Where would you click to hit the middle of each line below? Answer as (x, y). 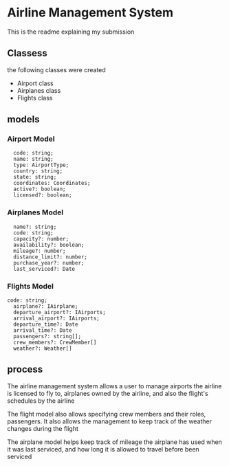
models (23, 119)
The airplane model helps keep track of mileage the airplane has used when (115, 442)
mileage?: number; (40, 251)
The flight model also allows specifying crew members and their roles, (107, 414)
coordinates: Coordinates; (52, 184)
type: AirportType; (41, 165)
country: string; (38, 171)
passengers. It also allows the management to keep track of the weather (109, 421)
